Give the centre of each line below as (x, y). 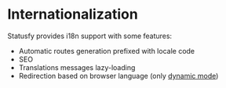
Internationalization (73, 14)
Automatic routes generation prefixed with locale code (107, 51)
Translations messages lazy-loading (77, 67)
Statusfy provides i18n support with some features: (90, 36)
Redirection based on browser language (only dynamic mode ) (118, 76)
